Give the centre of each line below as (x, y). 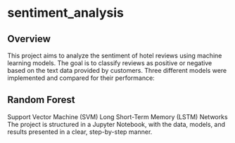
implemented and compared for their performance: (81, 78)
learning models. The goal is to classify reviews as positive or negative (110, 63)
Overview (29, 39)
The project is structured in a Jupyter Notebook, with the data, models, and (116, 124)
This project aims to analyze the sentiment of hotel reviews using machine (115, 55)
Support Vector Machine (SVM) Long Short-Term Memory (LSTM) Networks (118, 116)
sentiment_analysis (66, 13)
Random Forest (41, 100)
